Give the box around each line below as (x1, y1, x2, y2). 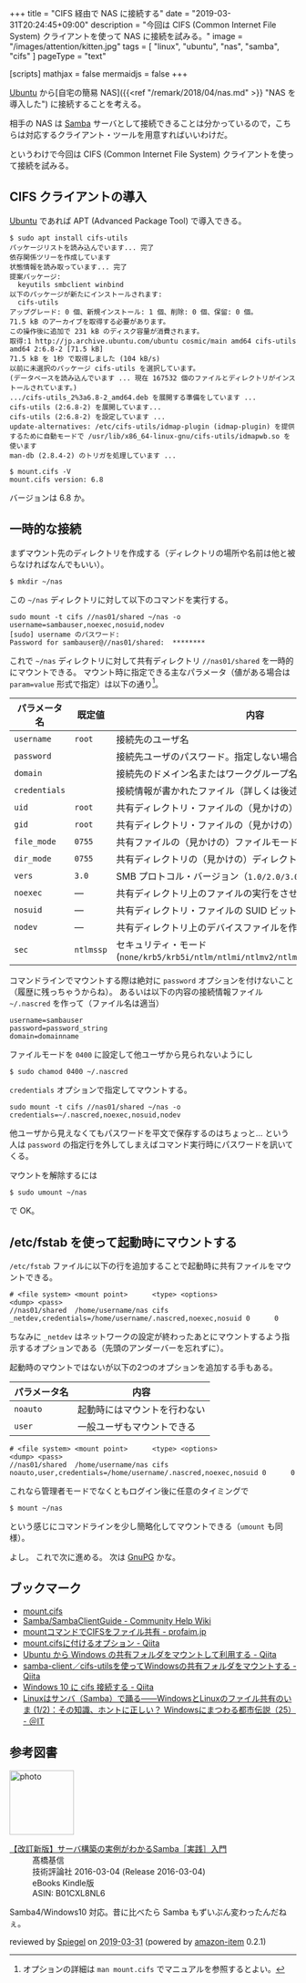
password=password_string (9, 1024, 107, 1033)
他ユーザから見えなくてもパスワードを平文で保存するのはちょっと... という (9, 1128, 290, 1139)
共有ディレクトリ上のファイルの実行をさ (116, 887, 290, 900)
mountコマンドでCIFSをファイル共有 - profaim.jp (22, 1626, 207, 1637)
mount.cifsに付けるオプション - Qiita (22, 1637, 160, 1648)
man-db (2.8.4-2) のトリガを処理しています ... (9, 450, 177, 460)
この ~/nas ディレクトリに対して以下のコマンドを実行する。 (9, 594, 234, 604)
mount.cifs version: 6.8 (9, 475, 104, 484)
